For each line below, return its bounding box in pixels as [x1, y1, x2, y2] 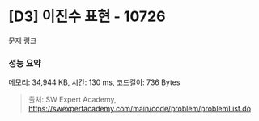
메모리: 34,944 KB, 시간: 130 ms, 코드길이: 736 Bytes [8, 77, 180, 87]
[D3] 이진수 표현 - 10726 [8, 7, 166, 26]
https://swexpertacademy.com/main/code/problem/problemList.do [28, 104, 252, 114]
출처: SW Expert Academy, [28, 94, 117, 105]
